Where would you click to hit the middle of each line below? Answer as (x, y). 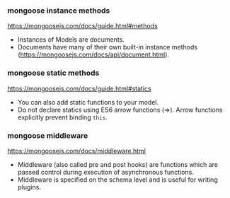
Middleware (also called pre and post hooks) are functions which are (117, 164)
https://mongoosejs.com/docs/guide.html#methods (82, 26)
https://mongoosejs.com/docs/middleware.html (77, 151)
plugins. (29, 187)
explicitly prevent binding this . (62, 117)
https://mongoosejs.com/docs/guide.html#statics (79, 88)
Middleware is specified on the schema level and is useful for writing (117, 180)
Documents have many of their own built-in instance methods (108, 47)
